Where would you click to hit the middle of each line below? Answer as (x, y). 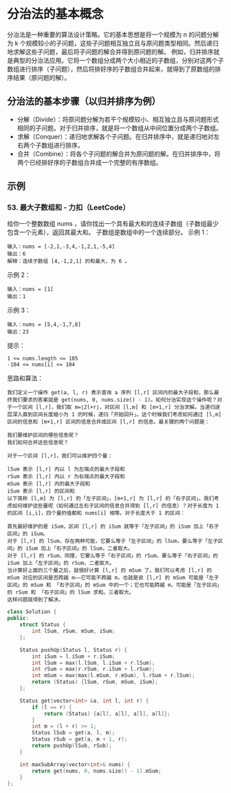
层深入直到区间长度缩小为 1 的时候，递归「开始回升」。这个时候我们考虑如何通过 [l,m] (114, 415)
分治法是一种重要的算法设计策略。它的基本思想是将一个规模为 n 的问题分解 (113, 34)
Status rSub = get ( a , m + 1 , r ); (80, 739)
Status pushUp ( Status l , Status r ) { (74, 650)
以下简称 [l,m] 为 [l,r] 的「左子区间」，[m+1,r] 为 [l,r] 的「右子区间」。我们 (111, 499)
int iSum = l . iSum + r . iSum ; (74, 656)
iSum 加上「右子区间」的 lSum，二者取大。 (79, 548)
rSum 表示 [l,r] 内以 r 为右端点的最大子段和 (66, 477)
